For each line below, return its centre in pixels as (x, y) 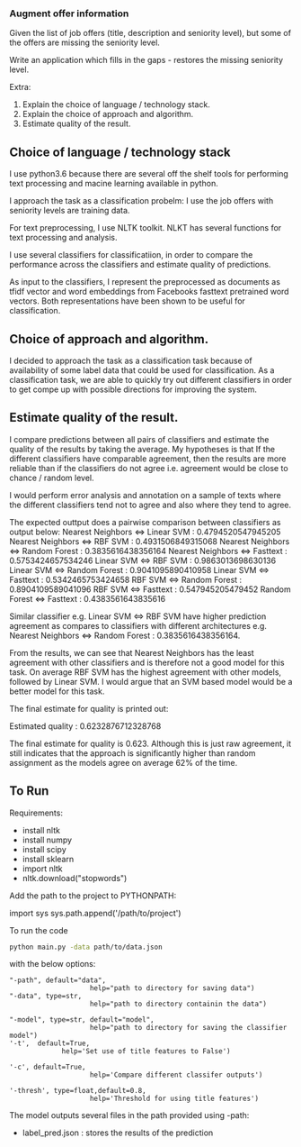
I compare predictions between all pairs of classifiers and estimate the (139, 439)
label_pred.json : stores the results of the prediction (118, 1133)
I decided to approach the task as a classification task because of (131, 360)
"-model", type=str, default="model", (82, 1020)
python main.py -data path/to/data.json (86, 947)
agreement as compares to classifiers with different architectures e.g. (138, 625)
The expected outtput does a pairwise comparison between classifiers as (145, 522)
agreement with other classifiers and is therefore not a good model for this (147, 662)
